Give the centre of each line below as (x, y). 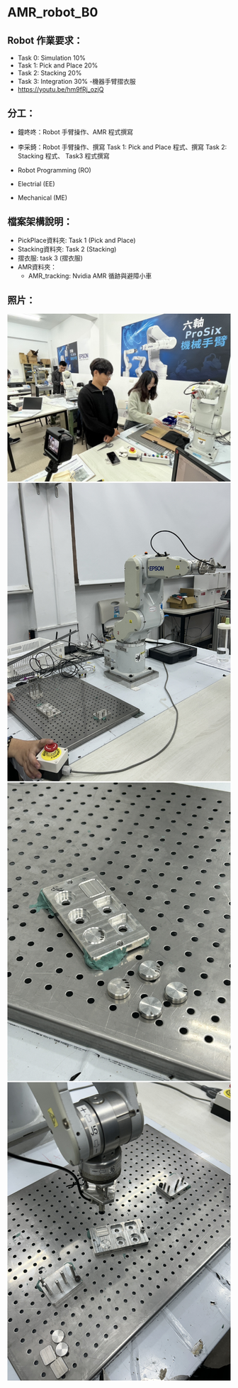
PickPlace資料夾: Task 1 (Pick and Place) (76, 240)
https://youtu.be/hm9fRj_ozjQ (61, 89)
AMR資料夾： (37, 266)
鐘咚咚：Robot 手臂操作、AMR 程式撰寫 (75, 131)
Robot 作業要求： (45, 40)
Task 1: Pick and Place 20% (58, 65)
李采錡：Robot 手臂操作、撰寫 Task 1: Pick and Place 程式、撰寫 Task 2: (122, 147)
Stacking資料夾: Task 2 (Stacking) (67, 249)
